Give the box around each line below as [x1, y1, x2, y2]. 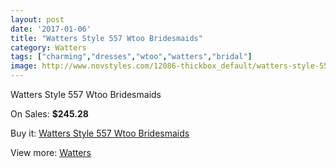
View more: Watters [10, 147, 92, 158]
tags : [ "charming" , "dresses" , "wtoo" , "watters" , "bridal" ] [10, 52, 253, 62]
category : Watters [10, 42, 87, 53]
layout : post [10, 14, 65, 25]
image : [10, 61, 38, 71]
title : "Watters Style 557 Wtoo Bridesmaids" [10, 33, 203, 43]
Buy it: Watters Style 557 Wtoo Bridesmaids [10, 127, 190, 139]
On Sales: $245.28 [10, 108, 89, 120]
